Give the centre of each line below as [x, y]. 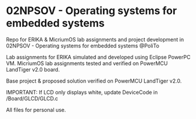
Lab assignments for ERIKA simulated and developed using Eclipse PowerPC [98, 57]
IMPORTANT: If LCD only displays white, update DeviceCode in [82, 92]
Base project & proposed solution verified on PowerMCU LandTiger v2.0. [94, 81]
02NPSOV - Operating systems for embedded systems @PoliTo [83, 46]
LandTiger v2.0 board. [33, 69]
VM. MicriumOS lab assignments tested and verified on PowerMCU [87, 63]
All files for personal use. [36, 110]
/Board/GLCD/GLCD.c [32, 98]
